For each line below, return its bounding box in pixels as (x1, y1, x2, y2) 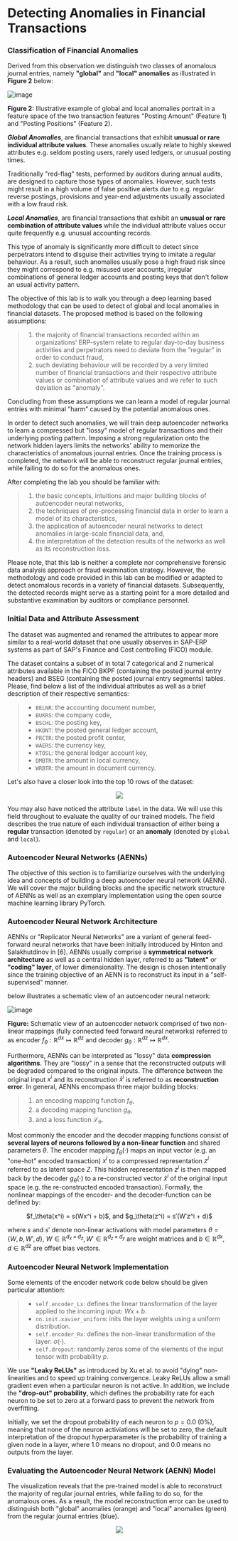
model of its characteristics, (35, 514, 117, 523)
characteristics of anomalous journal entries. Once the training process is (7, 449, 222, 457)
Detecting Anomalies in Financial (7, 5, 206, 21)
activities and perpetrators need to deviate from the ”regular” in (35, 346, 222, 354)
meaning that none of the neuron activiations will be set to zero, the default (7, 1425, 227, 1434)
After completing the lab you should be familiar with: (7, 478, 161, 487)
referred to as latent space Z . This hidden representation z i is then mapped (7, 1164, 227, 1173)
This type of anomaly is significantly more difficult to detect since (7, 243, 199, 251)
